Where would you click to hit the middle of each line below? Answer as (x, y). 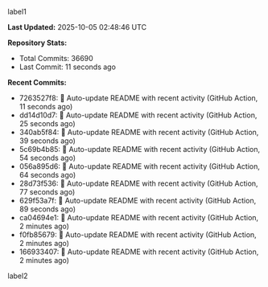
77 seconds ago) (47, 192)
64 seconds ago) (47, 175)
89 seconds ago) (47, 209)
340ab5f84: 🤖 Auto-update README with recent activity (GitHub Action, (139, 132)
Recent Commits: (37, 82)
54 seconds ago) (47, 158)
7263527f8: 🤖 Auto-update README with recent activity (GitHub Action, (138, 98)
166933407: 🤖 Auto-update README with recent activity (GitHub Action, (139, 252)
